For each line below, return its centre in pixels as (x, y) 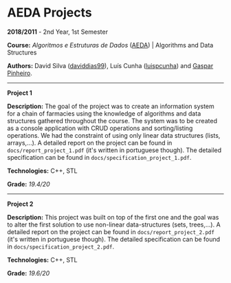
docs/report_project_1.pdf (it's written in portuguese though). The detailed (114, 150)
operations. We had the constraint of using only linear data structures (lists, (114, 135)
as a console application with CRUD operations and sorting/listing (100, 128)
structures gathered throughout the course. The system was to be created (112, 120)
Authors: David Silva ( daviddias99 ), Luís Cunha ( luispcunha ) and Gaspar (110, 65)
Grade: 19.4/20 (29, 184)
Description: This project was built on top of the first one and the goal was (113, 217)
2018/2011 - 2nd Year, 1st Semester (58, 32)
